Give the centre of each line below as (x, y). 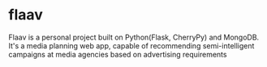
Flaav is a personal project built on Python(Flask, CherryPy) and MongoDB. (134, 37)
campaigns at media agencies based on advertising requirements (118, 54)
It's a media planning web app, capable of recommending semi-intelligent (131, 45)
